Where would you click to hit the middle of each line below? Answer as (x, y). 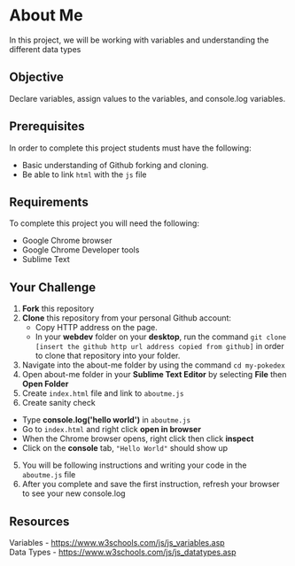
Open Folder (45, 384)
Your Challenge (53, 287)
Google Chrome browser (67, 241)
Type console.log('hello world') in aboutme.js (106, 420)
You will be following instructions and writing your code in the (134, 465)
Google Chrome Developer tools (81, 250)
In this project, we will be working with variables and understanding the (139, 40)
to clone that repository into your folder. (108, 356)
